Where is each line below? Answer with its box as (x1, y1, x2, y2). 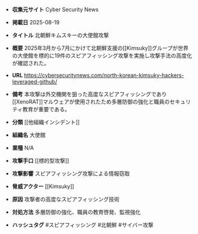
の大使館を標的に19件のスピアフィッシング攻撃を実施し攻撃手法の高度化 (11, 52, 192, 59)
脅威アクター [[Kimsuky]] (11, 183, 74, 190)
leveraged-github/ (11, 78, 57, 85)
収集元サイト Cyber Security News (11, 6, 99, 13)
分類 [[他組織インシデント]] (11, 119, 80, 126)
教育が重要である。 (22, 106, 71, 112)
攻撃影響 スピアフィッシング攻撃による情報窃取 (11, 170, 130, 177)
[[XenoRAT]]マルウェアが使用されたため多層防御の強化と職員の (11, 98, 170, 105)
